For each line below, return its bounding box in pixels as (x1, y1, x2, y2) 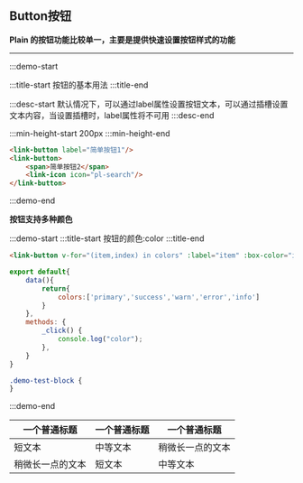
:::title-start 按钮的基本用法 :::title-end (9, 79, 149, 90)
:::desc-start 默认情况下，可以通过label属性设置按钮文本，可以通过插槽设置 (9, 98, 289, 109)
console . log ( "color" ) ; (57, 335, 143, 344)
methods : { (25, 318, 67, 327)
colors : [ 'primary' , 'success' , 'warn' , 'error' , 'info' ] (57, 293, 260, 302)
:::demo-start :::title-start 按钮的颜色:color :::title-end (9, 233, 205, 244)
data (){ (25, 275, 54, 284)
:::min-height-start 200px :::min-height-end (9, 127, 170, 138)
